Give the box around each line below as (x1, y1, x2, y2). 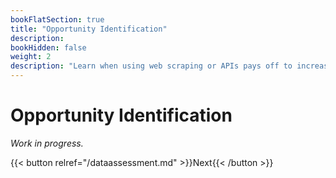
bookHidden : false (10, 42, 87, 53)
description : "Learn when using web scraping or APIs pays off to (10, 61, 293, 71)
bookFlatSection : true (10, 14, 105, 25)
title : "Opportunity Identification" (10, 24, 168, 34)
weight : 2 (10, 52, 52, 62)
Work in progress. (10, 137, 84, 149)
